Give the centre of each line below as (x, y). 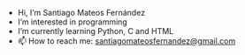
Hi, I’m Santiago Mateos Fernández (81, 13)
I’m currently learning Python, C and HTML (96, 31)
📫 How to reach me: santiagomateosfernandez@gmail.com (126, 41)
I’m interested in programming (73, 22)
